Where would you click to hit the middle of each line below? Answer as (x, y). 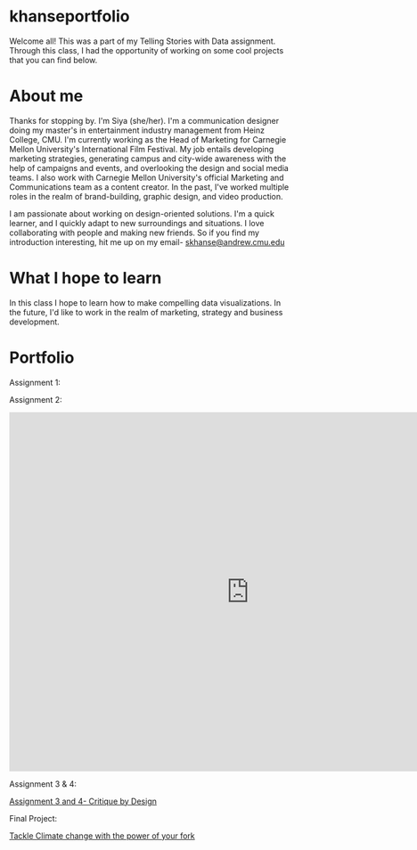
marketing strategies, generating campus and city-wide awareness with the (148, 159)
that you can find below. (53, 60)
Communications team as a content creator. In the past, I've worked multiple (149, 187)
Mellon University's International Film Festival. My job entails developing (142, 149)
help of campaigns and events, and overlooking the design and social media (149, 168)
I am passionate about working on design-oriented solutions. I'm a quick (142, 213)
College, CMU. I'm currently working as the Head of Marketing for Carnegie (148, 139)
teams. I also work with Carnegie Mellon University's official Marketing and (147, 177)
